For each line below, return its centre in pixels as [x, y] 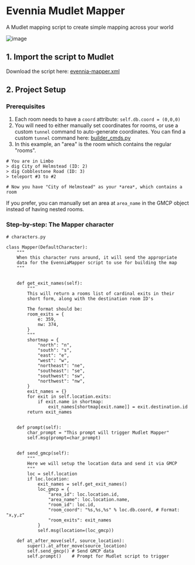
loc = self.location [52, 474]
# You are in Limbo [30, 161]
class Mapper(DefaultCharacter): [47, 247]
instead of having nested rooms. [45, 210]
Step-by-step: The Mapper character [60, 225]
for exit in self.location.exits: [69, 396]
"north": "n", [55, 345]
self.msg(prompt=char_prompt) [64, 438]
